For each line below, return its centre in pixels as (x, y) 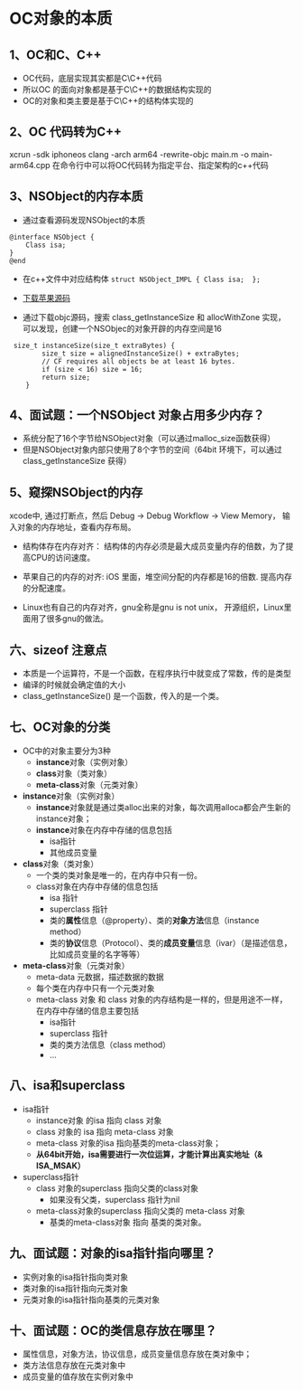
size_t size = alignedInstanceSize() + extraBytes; (141, 354)
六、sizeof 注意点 (58, 650)
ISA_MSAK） (60, 1165)
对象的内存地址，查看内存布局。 (76, 527)
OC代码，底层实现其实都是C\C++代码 (92, 78)
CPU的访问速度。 (63, 558)
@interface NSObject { (52, 237)
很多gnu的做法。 (77, 619)
